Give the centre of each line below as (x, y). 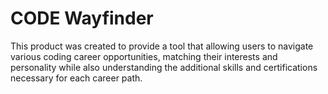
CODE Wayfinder (82, 18)
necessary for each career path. (76, 78)
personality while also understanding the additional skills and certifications (164, 67)
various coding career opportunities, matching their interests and (144, 56)
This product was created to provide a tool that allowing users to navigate (162, 46)
